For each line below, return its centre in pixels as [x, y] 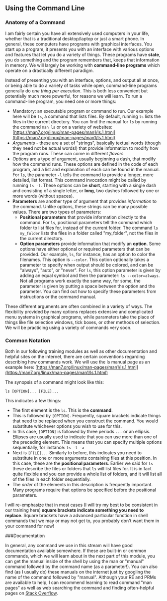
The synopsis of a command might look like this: [55, 382]
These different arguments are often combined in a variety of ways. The [79, 306]
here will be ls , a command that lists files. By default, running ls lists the [86, 116]
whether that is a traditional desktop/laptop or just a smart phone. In [75, 38]
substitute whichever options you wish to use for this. [67, 426]
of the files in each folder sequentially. [51, 479]
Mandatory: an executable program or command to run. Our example [83, 111]
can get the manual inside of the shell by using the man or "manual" [75, 561]
